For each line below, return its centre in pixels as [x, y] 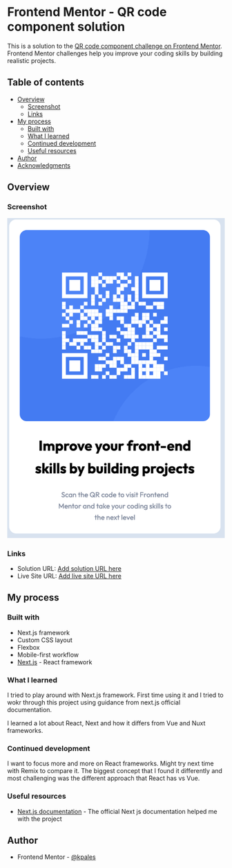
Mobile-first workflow [48, 655]
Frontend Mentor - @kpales [56, 857]
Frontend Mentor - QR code [87, 12]
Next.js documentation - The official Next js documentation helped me [117, 811]
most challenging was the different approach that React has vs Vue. [104, 778]
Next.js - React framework [55, 662]
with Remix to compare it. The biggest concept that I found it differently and [115, 771]
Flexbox [28, 647]
